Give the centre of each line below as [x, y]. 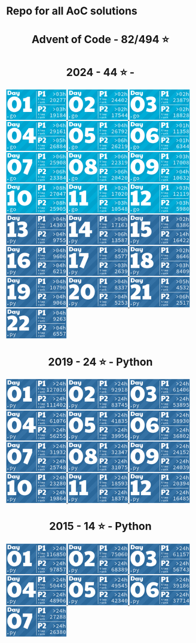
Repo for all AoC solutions [72, 11]
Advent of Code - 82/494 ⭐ [100, 40]
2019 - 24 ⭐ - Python [100, 362]
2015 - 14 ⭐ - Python [100, 527]
